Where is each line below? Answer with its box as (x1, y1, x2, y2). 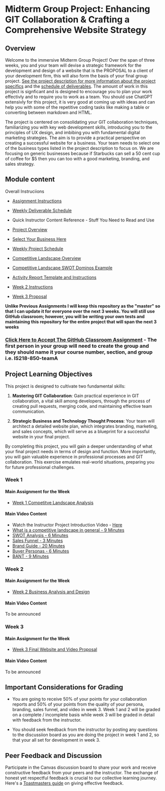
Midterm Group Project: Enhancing (5, 3, 150, 15)
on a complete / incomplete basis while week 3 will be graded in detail (12, 712, 155, 718)
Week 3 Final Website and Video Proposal (12, 647, 98, 652)
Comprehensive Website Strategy (5, 25, 147, 36)
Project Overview (12, 226, 48, 232)
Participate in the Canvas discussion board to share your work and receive (5, 764, 157, 770)
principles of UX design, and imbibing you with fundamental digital (5, 130, 140, 135)
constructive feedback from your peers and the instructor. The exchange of (5, 770, 159, 776)
